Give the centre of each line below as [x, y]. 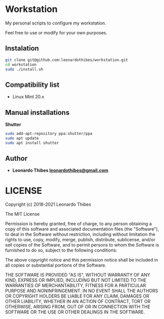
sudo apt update [22, 138]
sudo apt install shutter [32, 143]
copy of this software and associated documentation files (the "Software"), [82, 229]
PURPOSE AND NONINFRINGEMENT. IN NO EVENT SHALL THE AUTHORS [82, 291]
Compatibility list [32, 85]
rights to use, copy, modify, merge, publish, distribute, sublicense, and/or [80, 240]
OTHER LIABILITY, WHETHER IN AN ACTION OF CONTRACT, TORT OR [78, 302]
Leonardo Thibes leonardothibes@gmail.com [60, 170]
